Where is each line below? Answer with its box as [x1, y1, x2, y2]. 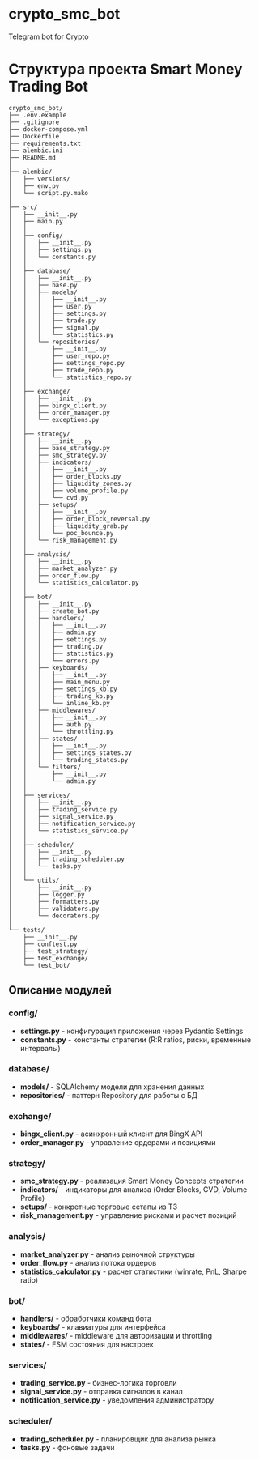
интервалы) [19, 1043, 61, 1053]
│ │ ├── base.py [8, 281, 79, 289]
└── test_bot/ [23, 961, 70, 969]
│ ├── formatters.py [8, 897, 100, 905]
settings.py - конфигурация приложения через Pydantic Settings [19, 1026, 244, 1036]
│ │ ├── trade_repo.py [8, 366, 114, 374]
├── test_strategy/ [23, 947, 89, 956]
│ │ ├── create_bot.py [8, 607, 100, 615]
